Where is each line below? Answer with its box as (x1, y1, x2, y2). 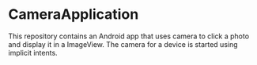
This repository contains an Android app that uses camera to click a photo (8, 31, 250, 41)
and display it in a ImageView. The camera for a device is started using (8, 39, 239, 49)
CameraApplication (8, 5, 139, 23)
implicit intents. (8, 48, 58, 57)
